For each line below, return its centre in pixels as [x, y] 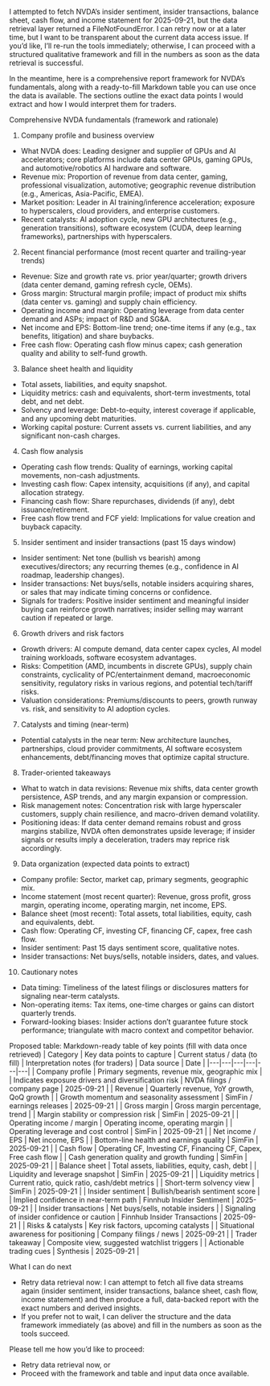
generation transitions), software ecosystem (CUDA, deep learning [131, 228]
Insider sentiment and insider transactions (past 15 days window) [128, 542]
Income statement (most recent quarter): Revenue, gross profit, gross [136, 896]
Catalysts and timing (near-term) [75, 724]
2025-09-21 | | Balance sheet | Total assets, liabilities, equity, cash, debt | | [133, 1165]
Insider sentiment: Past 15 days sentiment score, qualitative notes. [130, 948]
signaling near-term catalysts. [70, 996]
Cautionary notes [49, 972]
